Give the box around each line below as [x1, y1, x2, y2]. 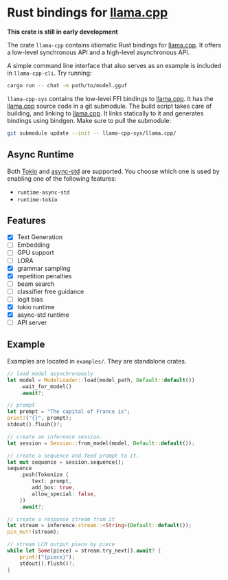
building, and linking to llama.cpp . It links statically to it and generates [7, 109, 204, 118]
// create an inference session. [7, 433, 103, 440]
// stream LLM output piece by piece [7, 541, 115, 548]
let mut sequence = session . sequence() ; [7, 458, 125, 465]
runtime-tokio [16, 196, 58, 203]
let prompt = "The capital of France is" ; [7, 408, 130, 415]
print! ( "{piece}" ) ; [19, 553, 76, 561]
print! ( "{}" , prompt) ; [7, 414, 72, 422]
